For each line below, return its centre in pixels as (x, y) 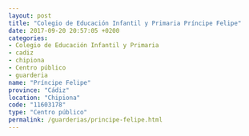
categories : (28, 38)
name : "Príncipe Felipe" (50, 82)
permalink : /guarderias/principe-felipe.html (85, 120)
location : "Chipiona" (44, 98)
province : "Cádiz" (39, 90)
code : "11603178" (37, 105)
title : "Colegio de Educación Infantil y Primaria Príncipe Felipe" (125, 23)
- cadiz (21, 53)
